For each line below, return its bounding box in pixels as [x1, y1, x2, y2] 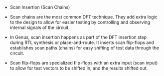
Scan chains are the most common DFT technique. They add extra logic [9, 14, 158, 19]
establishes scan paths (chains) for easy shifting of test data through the [9, 45, 160, 50]
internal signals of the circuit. [9, 24, 70, 30]
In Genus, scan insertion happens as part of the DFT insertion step [9, 34, 147, 40]
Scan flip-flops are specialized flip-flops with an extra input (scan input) [9, 60, 158, 65]
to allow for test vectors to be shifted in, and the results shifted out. [9, 65, 148, 71]
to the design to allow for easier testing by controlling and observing [9, 19, 151, 25]
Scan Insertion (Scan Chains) [9, 4, 70, 10]
